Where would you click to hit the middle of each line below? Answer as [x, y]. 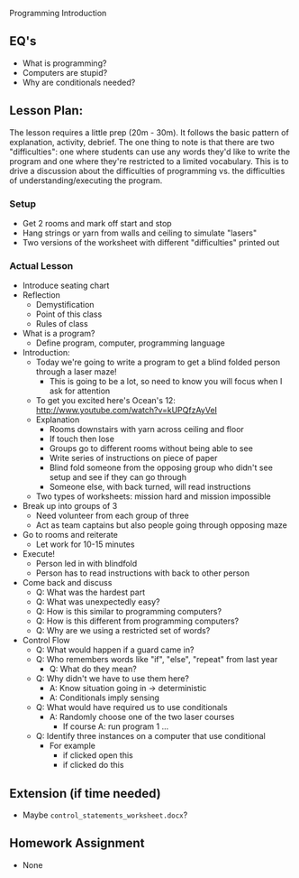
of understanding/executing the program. [86, 180]
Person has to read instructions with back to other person [143, 573]
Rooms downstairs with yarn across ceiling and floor [147, 430]
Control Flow [46, 641]
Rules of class [62, 324]
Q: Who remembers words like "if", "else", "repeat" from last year [157, 660]
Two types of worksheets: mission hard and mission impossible [154, 496]
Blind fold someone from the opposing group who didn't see [161, 467]
